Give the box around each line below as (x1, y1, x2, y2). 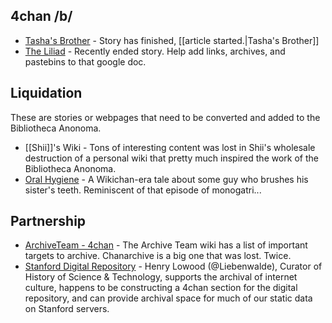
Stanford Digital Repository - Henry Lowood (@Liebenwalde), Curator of (24, 260, 323, 273)
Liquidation (10, 85, 83, 102)
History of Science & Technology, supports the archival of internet (24, 271, 298, 283)
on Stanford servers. (24, 303, 110, 315)
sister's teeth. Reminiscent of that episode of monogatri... (24, 184, 262, 196)
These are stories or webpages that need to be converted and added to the (10, 111, 321, 123)
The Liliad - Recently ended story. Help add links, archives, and (24, 45, 286, 57)
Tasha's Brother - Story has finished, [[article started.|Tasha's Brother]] (24, 34, 320, 46)
